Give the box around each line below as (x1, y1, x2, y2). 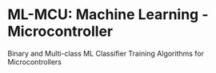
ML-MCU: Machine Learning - (7, 6, 209, 24)
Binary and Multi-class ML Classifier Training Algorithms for (7, 48, 205, 58)
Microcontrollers (7, 57, 62, 67)
